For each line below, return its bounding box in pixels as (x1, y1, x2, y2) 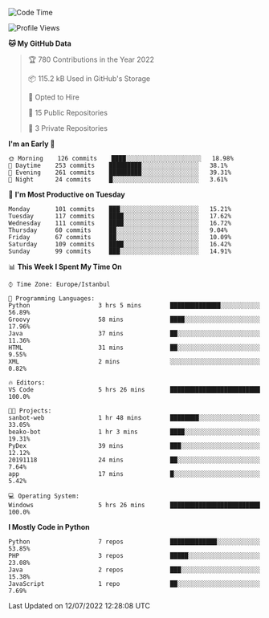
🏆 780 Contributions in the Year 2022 (27, 55, 155, 64)
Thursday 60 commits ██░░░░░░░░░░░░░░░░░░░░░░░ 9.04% (8, 226, 228, 234)
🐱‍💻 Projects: (8, 407, 52, 415)
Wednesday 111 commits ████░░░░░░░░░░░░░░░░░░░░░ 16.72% (8, 219, 231, 227)
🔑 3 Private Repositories (27, 124, 108, 132)
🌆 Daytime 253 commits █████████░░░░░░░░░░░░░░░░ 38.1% (8, 161, 228, 169)
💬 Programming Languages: (8, 295, 95, 303)
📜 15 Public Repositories (27, 108, 108, 117)
